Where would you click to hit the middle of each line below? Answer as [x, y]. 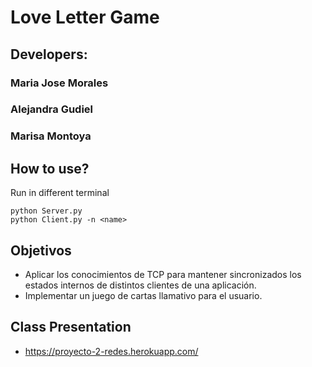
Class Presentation [71, 327]
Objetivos [41, 250]
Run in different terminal [60, 193]
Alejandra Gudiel [52, 109]
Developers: [49, 54]
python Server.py [46, 211]
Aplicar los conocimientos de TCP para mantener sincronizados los [163, 274]
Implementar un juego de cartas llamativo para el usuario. [143, 295]
